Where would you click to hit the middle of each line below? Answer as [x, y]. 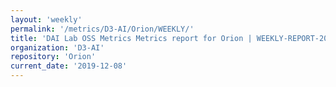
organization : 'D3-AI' [57, 47]
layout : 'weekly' [46, 19]
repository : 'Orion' [53, 57]
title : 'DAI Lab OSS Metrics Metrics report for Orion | [131, 38]
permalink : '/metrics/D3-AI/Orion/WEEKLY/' [102, 29]
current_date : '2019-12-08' [69, 66]
